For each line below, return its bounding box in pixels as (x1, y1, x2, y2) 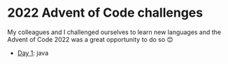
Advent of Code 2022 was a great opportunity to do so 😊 (7, 35, 173, 43)
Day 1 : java (17, 49, 49, 57)
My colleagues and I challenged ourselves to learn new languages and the (7, 28, 222, 36)
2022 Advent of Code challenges (7, 5, 204, 21)
